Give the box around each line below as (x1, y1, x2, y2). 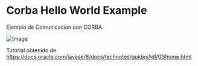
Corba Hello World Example (6, 4, 147, 17)
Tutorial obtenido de (6, 46, 56, 54)
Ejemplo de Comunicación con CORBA (6, 23, 103, 31)
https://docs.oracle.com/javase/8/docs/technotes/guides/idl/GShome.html (6, 53, 192, 60)
